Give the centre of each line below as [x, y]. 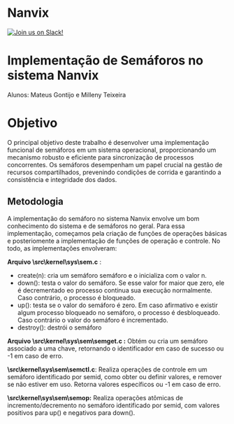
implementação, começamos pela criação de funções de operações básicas [117, 233]
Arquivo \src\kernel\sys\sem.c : [54, 262]
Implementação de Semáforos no [105, 61]
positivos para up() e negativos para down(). [71, 412]
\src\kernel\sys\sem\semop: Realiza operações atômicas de [95, 397]
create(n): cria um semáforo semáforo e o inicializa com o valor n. [112, 275]
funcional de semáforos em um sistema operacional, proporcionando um [112, 150]
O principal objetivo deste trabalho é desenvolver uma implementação [108, 142]
